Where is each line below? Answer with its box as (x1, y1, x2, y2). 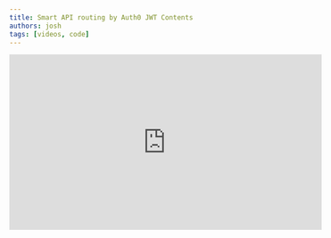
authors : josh (9, 21, 62, 30)
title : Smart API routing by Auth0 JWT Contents (9, 12, 194, 22)
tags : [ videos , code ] (9, 29, 90, 38)
